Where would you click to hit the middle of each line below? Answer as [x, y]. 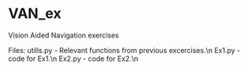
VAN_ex [35, 14]
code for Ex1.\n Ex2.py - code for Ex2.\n [73, 59]
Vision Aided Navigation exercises [64, 35]
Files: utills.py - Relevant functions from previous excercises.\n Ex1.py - [124, 50]
